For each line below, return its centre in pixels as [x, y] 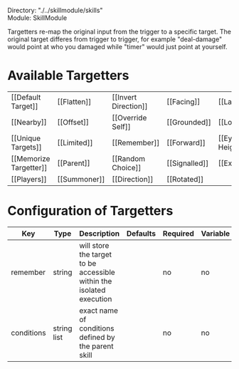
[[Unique [26, 138]
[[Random [129, 158]
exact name [99, 311]
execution [96, 298]
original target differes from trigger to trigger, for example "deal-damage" [115, 39]
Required [178, 233]
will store [94, 245]
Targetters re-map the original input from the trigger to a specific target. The [119, 32]
